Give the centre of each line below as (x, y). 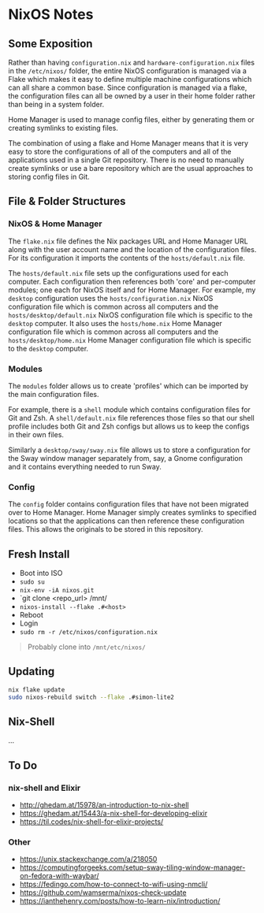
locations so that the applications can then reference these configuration (126, 521)
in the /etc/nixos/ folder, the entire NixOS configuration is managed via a (127, 71)
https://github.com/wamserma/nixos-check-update (103, 893)
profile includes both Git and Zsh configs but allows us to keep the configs (129, 426)
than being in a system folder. (56, 104)
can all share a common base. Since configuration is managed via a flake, (128, 87)
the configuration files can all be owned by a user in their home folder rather (132, 96)
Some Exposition (50, 44)
